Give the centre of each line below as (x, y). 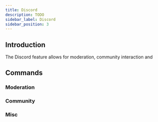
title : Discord (21, 10)
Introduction (25, 44)
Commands (24, 73)
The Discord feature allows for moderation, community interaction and (79, 57)
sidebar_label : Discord (31, 19)
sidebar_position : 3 (27, 24)
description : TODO (25, 15)
